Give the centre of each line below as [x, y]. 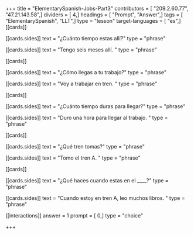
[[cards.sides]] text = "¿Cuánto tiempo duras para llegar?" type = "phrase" [96, 106]
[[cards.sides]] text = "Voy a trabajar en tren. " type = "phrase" [81, 84]
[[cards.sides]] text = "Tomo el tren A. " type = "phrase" [73, 158]
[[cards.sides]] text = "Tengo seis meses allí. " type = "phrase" [81, 50]
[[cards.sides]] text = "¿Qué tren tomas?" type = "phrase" [75, 146]
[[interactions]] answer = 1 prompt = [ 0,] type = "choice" [74, 215]
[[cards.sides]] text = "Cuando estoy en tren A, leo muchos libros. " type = [95, 198]
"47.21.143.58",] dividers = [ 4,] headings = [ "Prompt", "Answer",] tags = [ [94, 15]
